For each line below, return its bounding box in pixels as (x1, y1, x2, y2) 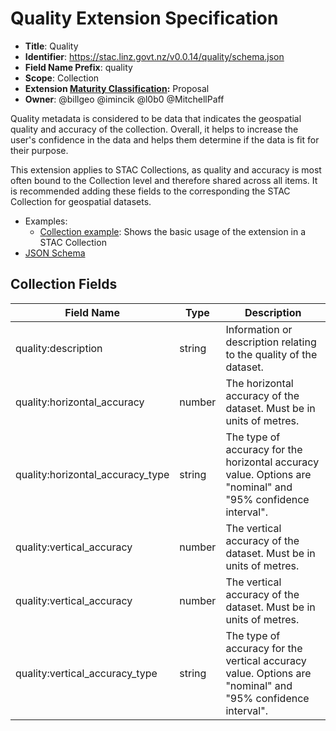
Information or (225, 322, 293, 336)
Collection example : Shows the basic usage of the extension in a (39, 225, 307, 237)
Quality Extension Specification (10, 7, 279, 30)
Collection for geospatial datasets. (10, 195, 152, 207)
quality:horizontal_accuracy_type (15, 467, 170, 481)
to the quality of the (225, 347, 318, 361)
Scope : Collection (24, 72, 100, 84)
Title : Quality (24, 40, 79, 52)
